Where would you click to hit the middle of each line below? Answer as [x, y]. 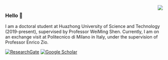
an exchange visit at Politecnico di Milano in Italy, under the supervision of [82, 37]
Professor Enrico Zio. [27, 42]
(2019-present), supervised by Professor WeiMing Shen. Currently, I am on [82, 31]
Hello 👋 [14, 15]
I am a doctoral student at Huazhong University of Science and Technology [82, 26]
